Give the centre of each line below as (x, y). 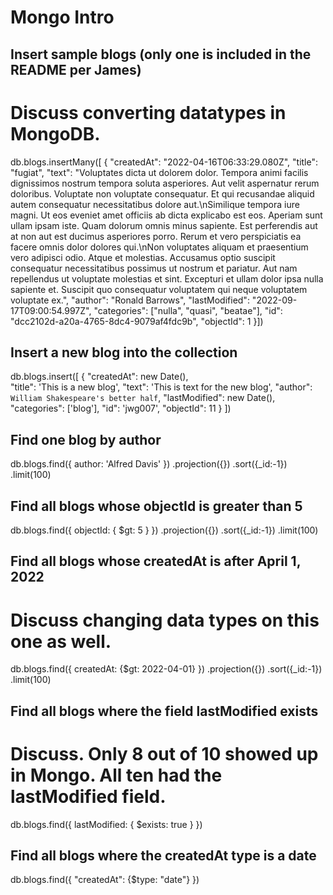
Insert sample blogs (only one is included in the (161, 54)
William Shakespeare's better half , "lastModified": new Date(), (143, 398)
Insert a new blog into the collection (124, 352)
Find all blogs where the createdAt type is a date (163, 855)
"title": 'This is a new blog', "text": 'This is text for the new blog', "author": (161, 387)
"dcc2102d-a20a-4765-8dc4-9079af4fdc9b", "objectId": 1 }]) (137, 321)
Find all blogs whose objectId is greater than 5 (156, 506)
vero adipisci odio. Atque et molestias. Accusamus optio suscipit (143, 257)
